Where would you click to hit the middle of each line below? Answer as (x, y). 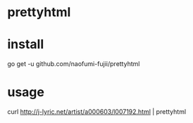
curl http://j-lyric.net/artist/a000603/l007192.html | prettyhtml (97, 112)
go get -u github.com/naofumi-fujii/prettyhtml (74, 64)
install (26, 45)
